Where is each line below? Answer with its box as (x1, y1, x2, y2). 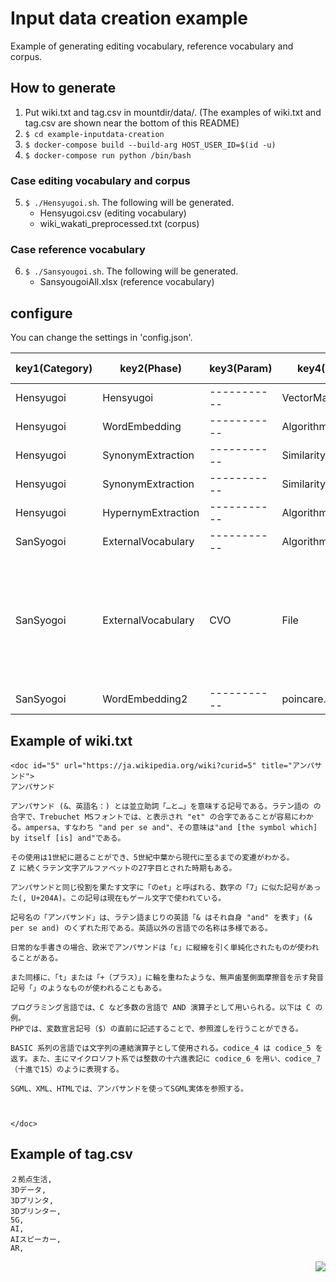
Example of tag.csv (10, 1146, 133, 1163)
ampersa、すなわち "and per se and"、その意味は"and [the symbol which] (24, 822, 318, 832)
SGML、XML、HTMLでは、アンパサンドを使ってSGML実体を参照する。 (10, 1083, 248, 1094)
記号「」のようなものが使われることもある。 (10, 983, 167, 993)
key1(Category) (15, 362, 93, 376)
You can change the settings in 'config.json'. (10, 332, 193, 344)
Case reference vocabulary (10, 242, 146, 256)
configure (10, 305, 73, 322)
